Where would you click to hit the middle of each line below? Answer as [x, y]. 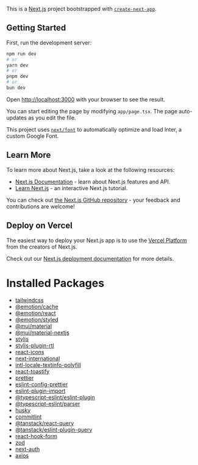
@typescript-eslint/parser [48, 403]
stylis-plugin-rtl [34, 345]
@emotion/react [35, 313]
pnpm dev [17, 76]
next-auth [27, 449]
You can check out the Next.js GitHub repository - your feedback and [94, 200]
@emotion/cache [37, 307]
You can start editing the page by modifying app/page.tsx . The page [92, 111]
